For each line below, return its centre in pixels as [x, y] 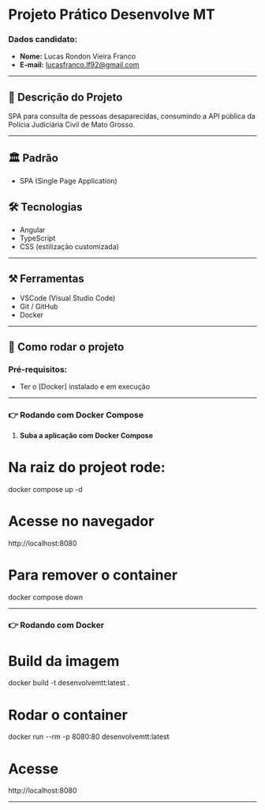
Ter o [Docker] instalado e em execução [85, 387]
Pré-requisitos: [38, 369]
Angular [32, 229]
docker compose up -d [45, 489]
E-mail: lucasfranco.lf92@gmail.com [79, 65]
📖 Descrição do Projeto [65, 97]
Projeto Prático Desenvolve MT [112, 15]
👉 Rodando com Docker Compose [76, 415]
